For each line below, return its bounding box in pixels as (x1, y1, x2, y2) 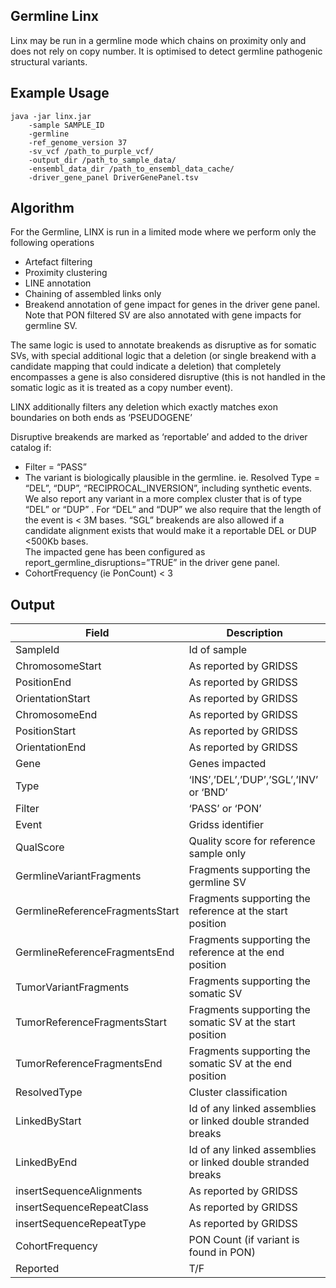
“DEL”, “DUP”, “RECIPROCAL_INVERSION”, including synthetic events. (24, 482, 313, 494)
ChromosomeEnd (15, 708, 98, 722)
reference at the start (188, 904, 288, 918)
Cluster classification (188, 1085, 288, 1099)
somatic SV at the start (188, 1015, 296, 1029)
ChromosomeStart (15, 659, 102, 673)
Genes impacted (188, 757, 267, 771)
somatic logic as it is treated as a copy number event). (10, 382, 234, 394)
